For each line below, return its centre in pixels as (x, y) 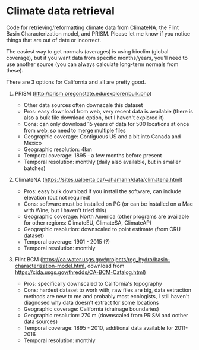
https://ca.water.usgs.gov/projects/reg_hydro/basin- (106, 259)
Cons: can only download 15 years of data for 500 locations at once (106, 124)
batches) (34, 168)
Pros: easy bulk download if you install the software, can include (102, 191)
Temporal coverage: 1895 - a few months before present (93, 155)
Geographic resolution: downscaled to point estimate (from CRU (102, 229)
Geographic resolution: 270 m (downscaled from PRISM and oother (106, 315)
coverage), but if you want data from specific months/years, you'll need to (97, 58)
